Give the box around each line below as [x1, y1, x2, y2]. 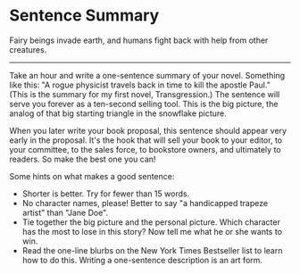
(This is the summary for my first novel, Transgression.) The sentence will [9, 88, 280, 99]
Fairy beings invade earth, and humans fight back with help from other [9, 35, 269, 46]
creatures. [9, 44, 47, 54]
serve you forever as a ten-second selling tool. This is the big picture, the [9, 98, 279, 109]
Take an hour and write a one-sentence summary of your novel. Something [9, 70, 286, 80]
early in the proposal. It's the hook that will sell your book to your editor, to [9, 135, 283, 145]
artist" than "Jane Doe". [21, 207, 109, 218]
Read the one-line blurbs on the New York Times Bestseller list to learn [21, 245, 283, 255]
